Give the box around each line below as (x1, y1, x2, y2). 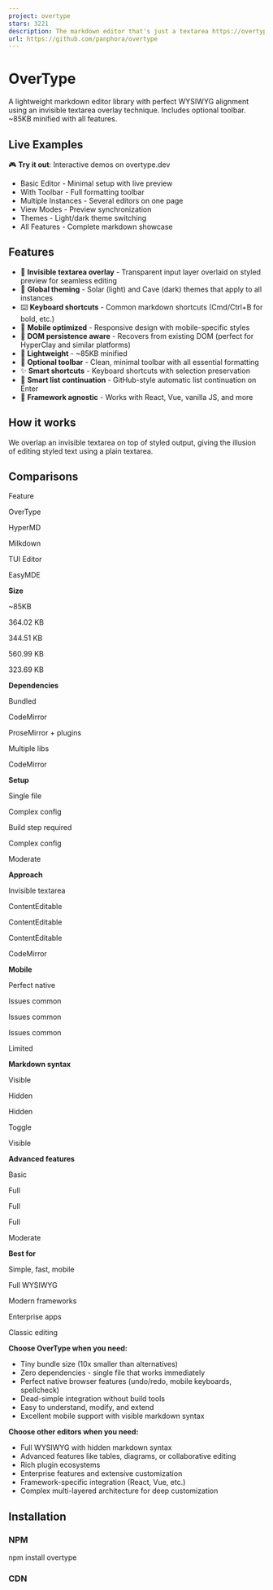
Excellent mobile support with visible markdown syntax (19, 1411, 205, 1421)
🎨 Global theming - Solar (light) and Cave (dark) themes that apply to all (19, 284, 262, 294)
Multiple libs (8, 744, 50, 753)
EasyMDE (8, 570, 41, 580)
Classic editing (8, 1328, 58, 1337)
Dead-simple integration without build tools (19, 1394, 165, 1403)
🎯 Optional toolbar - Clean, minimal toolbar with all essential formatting (19, 357, 260, 367)
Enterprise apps (8, 1312, 63, 1322)
